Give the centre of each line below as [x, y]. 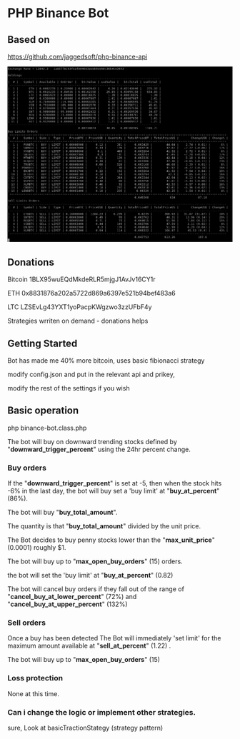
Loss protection [35, 678]
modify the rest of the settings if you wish [69, 388]
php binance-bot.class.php [47, 428]
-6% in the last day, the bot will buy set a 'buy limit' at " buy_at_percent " [114, 491]
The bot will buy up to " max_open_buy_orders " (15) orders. [95, 561]
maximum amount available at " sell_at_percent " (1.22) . [89, 646]
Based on [29, 40]
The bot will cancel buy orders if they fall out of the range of [96, 589]
